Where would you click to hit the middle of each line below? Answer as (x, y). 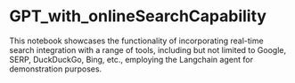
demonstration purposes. (56, 69)
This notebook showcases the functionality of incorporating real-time (137, 41)
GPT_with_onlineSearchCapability (138, 16)
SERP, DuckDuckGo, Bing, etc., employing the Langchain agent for (131, 59)
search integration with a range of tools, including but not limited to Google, (148, 49)
